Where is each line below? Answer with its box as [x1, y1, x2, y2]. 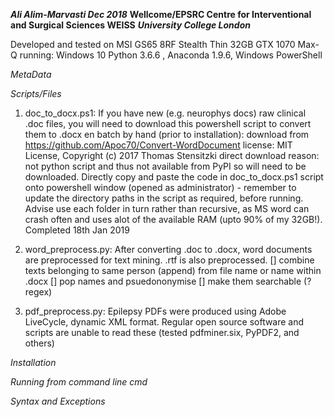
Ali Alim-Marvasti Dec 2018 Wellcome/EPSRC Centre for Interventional [10, 9, 312, 20]
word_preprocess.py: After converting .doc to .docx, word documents [24, 244, 313, 255]
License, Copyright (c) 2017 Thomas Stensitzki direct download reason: [24, 150, 320, 161]
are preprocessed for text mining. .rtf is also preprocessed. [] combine [24, 254, 315, 266]
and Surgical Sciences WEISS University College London [10, 19, 251, 31]
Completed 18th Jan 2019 [24, 224, 130, 236]
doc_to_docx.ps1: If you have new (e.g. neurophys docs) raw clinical [24, 107, 307, 119]
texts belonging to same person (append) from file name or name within [24, 265, 322, 276]
